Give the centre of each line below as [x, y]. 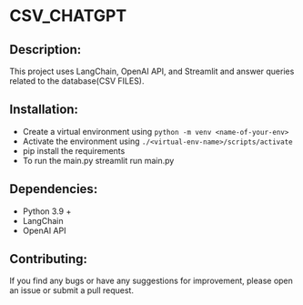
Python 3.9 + [47, 211]
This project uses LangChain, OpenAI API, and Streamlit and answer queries [152, 71]
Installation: [44, 110]
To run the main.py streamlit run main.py [98, 160]
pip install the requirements [74, 150]
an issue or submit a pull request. [72, 290]
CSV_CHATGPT [68, 16]
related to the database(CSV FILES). [77, 81]
